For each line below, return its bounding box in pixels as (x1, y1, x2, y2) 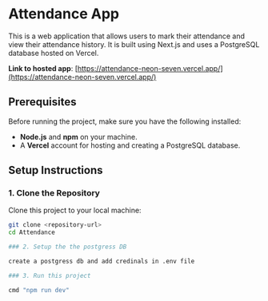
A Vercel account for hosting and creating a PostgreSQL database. (19, 141, 241, 150)
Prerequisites (8, 95, 77, 109)
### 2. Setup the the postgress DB (8, 243, 127, 251)
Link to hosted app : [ (8, 63, 78, 73)
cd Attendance (8, 228, 56, 236)
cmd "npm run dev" (8, 286, 70, 294)
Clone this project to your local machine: (8, 205, 142, 216)
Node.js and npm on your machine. (19, 132, 138, 141)
